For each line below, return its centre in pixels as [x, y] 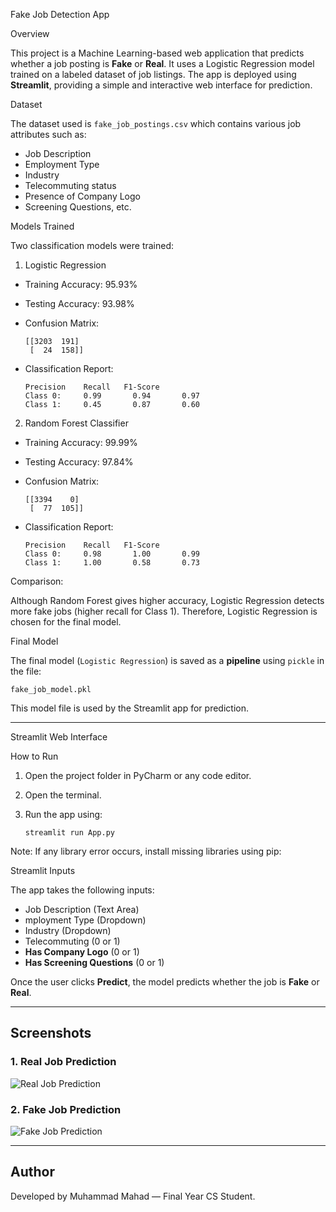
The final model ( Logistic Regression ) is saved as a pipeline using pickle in [167, 660]
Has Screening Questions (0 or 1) [94, 962]
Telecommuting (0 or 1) [72, 941]
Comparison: [37, 581]
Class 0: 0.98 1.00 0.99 [112, 554]
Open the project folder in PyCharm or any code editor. [138, 775]
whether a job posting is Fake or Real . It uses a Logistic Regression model [162, 63]
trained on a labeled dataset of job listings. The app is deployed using [153, 74]
